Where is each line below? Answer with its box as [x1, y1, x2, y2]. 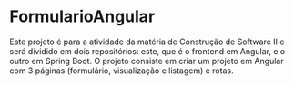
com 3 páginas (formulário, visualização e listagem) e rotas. [9, 65, 234, 76]
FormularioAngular [9, 6, 156, 27]
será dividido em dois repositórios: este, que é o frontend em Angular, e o [9, 45, 286, 56]
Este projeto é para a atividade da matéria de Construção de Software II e [9, 36, 285, 47]
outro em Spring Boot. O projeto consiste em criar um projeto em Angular [9, 55, 284, 66]
